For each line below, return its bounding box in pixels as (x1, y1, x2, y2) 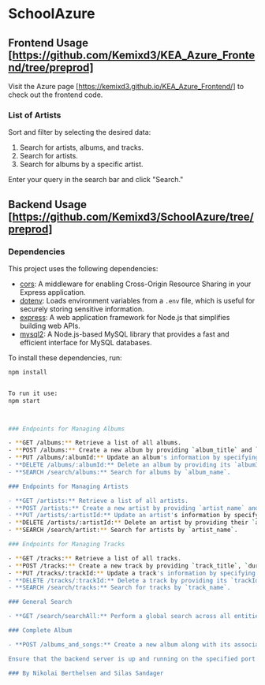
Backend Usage (8, 198, 88, 211)
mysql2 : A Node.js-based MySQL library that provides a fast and (19, 329, 230, 339)
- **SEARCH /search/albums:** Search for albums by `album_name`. (8, 468, 231, 476)
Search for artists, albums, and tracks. (19, 143, 144, 152)
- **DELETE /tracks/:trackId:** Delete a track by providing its (8, 576, 227, 584)
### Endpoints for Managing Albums (8, 425, 125, 433)
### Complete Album (8, 627, 73, 635)
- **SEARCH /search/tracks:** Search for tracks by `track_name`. (8, 584, 231, 592)
